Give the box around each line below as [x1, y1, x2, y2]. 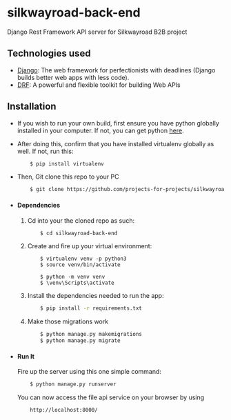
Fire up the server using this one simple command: [17, 368, 162, 376]
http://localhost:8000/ [30, 407, 98, 414]
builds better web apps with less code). [17, 73, 130, 81]
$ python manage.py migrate [40, 337, 121, 344]
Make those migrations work [27, 317, 109, 326]
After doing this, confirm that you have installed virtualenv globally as [17, 139, 214, 148]
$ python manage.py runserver [30, 381, 117, 388]
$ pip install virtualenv [30, 160, 105, 167]
